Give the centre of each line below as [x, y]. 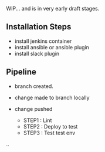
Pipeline [21, 72]
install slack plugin [37, 53]
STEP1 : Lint [38, 120]
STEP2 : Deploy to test [50, 126]
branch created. [34, 86]
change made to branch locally [52, 97]
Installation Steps [39, 27]
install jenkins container [43, 41]
